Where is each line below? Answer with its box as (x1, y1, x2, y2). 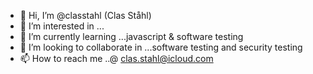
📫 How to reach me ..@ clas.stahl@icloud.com (19, 53, 214, 64)
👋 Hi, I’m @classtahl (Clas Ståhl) (19, 10, 152, 21)
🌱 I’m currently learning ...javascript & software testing (19, 31, 244, 42)
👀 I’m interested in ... (19, 20, 105, 32)
